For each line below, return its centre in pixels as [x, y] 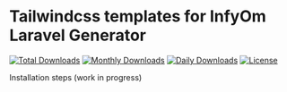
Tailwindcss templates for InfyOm [138, 17]
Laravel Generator [78, 35]
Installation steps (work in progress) [76, 77]
